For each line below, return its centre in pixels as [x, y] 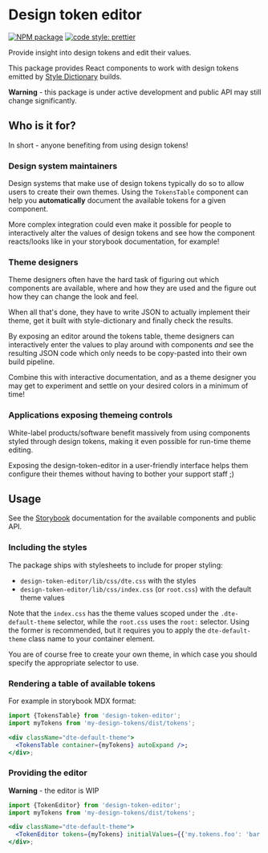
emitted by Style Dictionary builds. [65, 76]
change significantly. [43, 100]
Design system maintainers [63, 166]
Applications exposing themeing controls [91, 415]
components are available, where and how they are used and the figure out [132, 288]
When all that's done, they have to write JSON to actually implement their [129, 312]
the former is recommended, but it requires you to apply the [107, 630]
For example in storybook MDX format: [72, 701]
